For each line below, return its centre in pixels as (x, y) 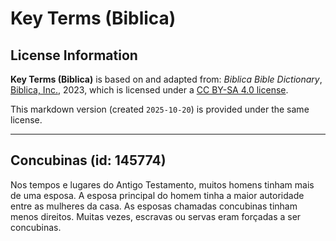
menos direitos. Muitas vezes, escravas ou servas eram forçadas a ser (156, 216)
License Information (74, 55)
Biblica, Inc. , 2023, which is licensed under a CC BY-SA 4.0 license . (149, 90)
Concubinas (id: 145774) (88, 160)
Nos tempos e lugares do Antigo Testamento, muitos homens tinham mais (162, 184)
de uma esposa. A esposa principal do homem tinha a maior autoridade (157, 195)
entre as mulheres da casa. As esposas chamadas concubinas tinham (154, 206)
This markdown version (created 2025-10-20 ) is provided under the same (160, 109)
